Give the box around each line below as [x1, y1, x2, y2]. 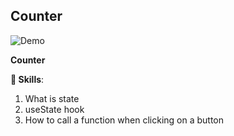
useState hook [24, 103, 85, 115]
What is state [24, 92, 80, 104]
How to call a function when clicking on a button [24, 114, 225, 126]
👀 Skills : [10, 73, 45, 85]
